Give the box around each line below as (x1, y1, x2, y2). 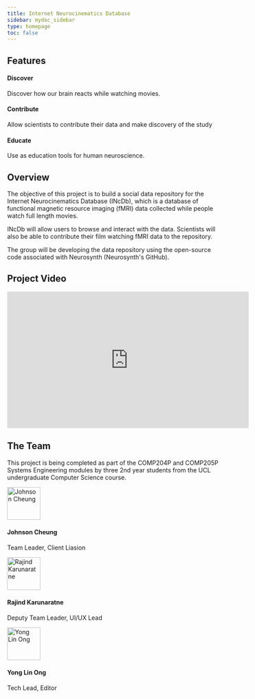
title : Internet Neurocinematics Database (7, 10, 131, 17)
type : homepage (7, 23, 51, 30)
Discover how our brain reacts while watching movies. (7, 89, 161, 97)
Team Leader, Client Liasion (7, 543, 86, 552)
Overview (7, 171, 50, 183)
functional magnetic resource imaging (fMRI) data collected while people (7, 205, 214, 213)
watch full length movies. (7, 211, 78, 220)
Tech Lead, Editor (7, 683, 57, 692)
